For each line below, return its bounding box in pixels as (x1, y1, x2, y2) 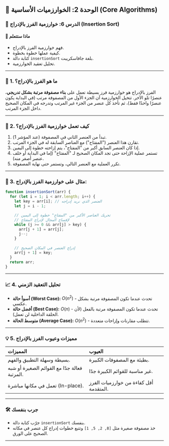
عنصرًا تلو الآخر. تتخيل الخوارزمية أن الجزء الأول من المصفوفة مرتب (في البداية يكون (5, 94, 162, 100)
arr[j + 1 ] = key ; (14, 250, 53, 255)
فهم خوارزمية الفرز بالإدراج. (12, 44, 64, 50)
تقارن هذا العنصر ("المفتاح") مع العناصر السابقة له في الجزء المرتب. (12, 140, 139, 146)
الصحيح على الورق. (12, 430, 48, 436)
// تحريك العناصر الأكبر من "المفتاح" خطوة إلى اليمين (14, 213, 111, 218)
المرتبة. (8, 371, 24, 378)
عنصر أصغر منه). (12, 155, 44, 162)
